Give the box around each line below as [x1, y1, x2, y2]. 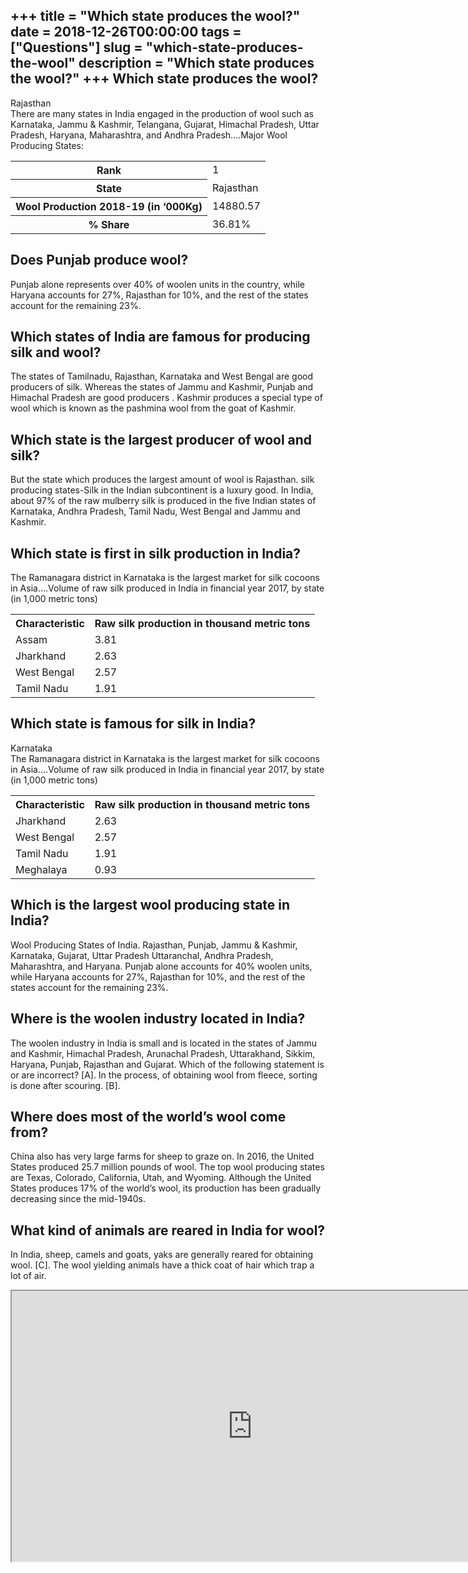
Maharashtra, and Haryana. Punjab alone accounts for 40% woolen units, [10, 960, 313, 972]
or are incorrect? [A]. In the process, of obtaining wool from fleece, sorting [10, 1069, 318, 1081]
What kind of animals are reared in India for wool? [10, 1222, 326, 1239]
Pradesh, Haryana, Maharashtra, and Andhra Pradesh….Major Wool [10, 129, 288, 141]
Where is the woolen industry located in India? [10, 1010, 306, 1028]
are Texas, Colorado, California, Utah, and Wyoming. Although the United [10, 1172, 312, 1184]
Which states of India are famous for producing [10, 329, 311, 346]
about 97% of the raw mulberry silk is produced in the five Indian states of [10, 495, 317, 507]
